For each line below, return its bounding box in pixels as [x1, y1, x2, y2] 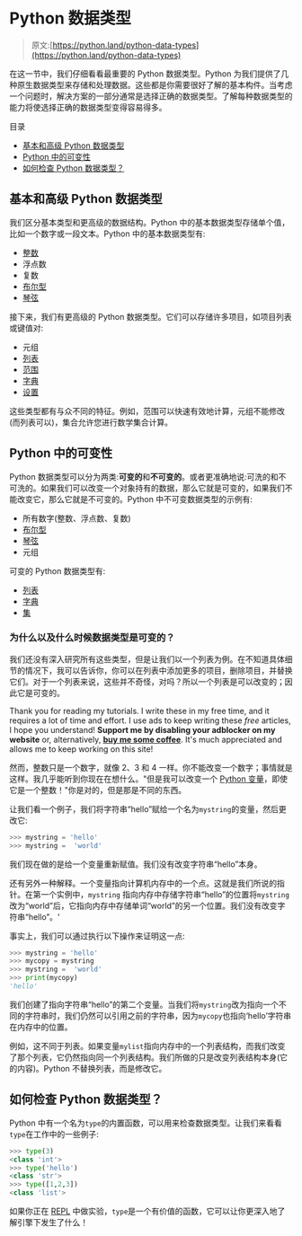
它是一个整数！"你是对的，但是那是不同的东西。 [9, 784, 187, 795]
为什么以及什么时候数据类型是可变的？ [9, 631, 175, 644]
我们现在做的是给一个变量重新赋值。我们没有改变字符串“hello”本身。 [9, 859, 262, 870]
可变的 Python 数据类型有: [9, 565, 106, 576]
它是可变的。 [16, 687, 65, 698]
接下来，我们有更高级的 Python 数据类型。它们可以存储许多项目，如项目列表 [9, 311, 292, 322]
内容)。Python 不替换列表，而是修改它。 [16, 1063, 167, 1073]
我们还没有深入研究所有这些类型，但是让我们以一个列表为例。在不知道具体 [9, 653, 285, 665]
